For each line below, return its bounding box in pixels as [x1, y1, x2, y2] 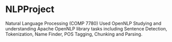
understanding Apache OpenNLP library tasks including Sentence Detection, [5, 25, 167, 31]
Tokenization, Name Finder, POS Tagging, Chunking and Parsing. [5, 31, 143, 37]
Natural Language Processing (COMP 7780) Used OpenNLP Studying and [5, 20, 162, 26]
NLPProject [5, 4, 55, 15]
